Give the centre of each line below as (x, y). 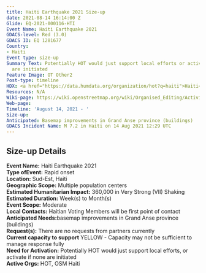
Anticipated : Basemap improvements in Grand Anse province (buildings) (100, 120)
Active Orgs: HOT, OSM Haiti (43, 263)
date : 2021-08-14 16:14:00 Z (44, 18)
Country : (17, 47)
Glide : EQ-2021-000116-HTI (41, 23)
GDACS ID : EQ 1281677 (34, 40)
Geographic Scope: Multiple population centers (67, 185)
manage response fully (35, 244)
